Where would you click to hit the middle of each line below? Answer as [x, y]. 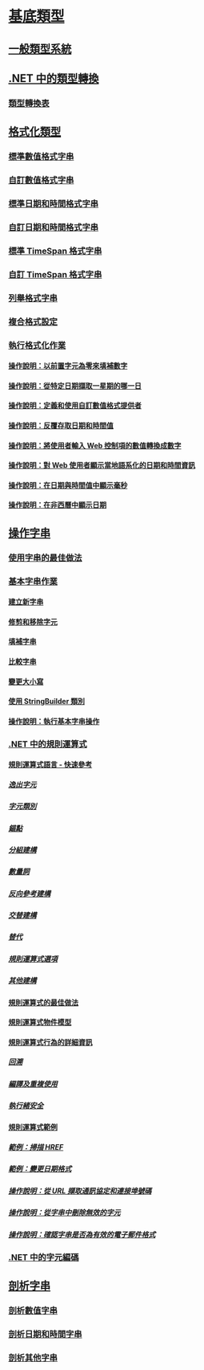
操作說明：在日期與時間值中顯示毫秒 [68, 485]
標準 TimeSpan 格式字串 [55, 251]
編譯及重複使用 [33, 1084]
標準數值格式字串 [41, 157]
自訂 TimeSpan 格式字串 [55, 274]
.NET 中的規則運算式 [48, 744]
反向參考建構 [29, 894]
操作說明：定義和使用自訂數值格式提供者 [75, 406]
